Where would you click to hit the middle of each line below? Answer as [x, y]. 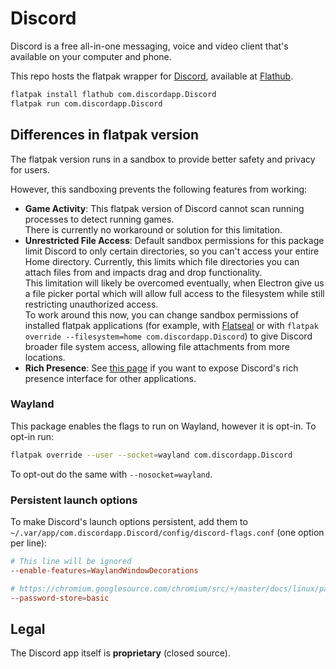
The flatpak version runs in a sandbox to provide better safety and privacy [163, 159]
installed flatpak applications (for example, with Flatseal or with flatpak [171, 325]
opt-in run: [32, 436]
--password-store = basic [60, 598]
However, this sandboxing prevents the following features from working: [159, 189]
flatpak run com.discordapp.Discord [86, 103]
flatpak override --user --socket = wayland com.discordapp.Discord [151, 455]
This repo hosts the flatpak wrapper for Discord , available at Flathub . [152, 76]
